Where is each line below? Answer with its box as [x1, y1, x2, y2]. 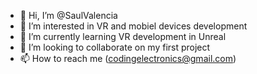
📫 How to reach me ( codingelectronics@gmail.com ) [19, 53, 237, 64]
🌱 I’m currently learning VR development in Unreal [19, 31, 227, 42]
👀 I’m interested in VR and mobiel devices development [19, 20, 248, 32]
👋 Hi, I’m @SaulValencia [19, 10, 118, 21]
